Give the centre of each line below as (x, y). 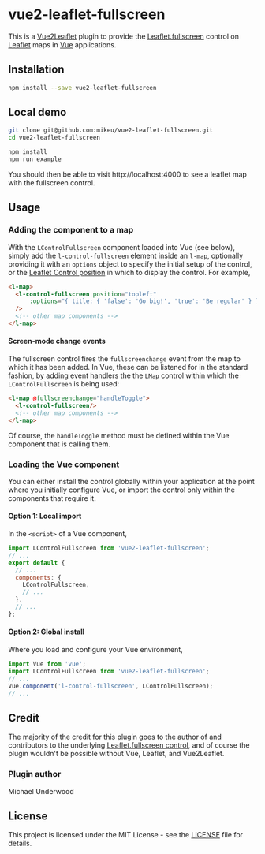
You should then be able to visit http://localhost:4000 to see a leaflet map (127, 174)
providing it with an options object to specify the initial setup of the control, (130, 264)
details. (20, 843)
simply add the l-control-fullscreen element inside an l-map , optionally (125, 255)
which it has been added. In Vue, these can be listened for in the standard (128, 367)
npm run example (35, 159)
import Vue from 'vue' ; (47, 664)
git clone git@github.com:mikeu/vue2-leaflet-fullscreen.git (111, 131)
